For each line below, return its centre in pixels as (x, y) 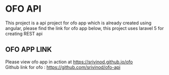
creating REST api (24, 33)
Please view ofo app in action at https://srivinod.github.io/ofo (69, 62)
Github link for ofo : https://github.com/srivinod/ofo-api (63, 67)
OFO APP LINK (29, 49)
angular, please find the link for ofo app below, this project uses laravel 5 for (84, 28)
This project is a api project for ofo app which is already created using (78, 23)
